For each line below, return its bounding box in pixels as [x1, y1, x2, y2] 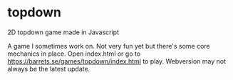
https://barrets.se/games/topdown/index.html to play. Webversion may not [7, 56, 227, 65]
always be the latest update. [7, 64, 90, 73]
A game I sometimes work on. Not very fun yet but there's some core [7, 41, 210, 50]
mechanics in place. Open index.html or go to [7, 49, 141, 58]
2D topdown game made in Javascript [7, 28, 120, 36]
